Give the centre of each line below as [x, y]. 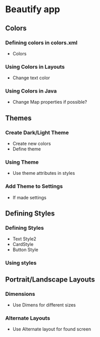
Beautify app [33, 9]
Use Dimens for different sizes [44, 305]
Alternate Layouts [28, 318]
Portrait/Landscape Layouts [50, 279]
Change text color [31, 78]
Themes [18, 118]
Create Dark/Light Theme [37, 132]
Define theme [27, 149]
